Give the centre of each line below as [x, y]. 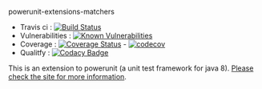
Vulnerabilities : [45, 36]
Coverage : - [73, 44]
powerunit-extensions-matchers [61, 12]
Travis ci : [36, 27]
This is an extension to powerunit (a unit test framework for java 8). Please [131, 68]
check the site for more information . [67, 77]
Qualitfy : [35, 53]
